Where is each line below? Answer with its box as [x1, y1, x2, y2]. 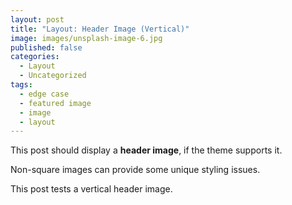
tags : [10, 80, 33, 90]
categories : [10, 52, 60, 62]
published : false [10, 42, 83, 53]
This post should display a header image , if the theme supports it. [10, 144, 283, 156]
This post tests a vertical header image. [10, 183, 173, 195]
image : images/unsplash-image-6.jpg [10, 33, 163, 43]
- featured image [19, 98, 92, 108]
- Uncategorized [19, 71, 87, 81]
